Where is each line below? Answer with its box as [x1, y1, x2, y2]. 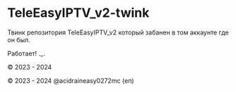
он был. [7, 35, 30, 44]
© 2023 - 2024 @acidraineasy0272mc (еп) [7, 76, 134, 85]
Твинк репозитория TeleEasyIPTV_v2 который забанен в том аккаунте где [7, 28, 230, 37]
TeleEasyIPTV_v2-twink [7, 5, 150, 21]
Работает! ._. [7, 49, 45, 58]
